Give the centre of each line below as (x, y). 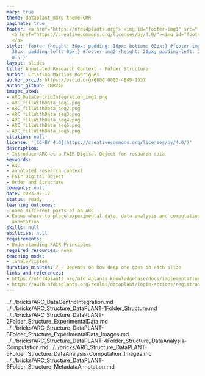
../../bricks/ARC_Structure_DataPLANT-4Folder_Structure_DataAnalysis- (97, 341)
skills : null (23, 228)
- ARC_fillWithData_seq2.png (43, 108)
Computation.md (27, 347)
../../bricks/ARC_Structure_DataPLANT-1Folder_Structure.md (82, 308)
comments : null (26, 188)
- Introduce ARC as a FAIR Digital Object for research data (86, 154)
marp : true (20, 12)
